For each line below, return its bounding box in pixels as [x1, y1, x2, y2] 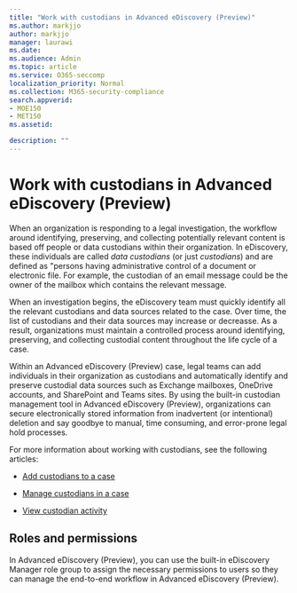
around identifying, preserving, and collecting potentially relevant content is [9, 232, 285, 242]
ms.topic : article [9, 63, 77, 72]
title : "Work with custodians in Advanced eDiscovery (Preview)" [9, 12, 255, 22]
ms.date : [9, 46, 42, 55]
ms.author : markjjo [9, 21, 82, 30]
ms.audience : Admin [9, 54, 82, 63]
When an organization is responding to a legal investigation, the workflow [9, 223, 277, 233]
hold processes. [9, 427, 68, 438]
